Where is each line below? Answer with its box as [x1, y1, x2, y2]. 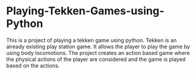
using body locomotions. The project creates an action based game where [6, 49, 190, 56]
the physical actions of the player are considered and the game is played [6, 55, 186, 63]
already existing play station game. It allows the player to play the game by [6, 43, 191, 50]
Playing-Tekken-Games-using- [6, 4, 165, 18]
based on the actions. [6, 61, 60, 69]
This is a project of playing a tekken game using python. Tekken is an [6, 36, 177, 44]
